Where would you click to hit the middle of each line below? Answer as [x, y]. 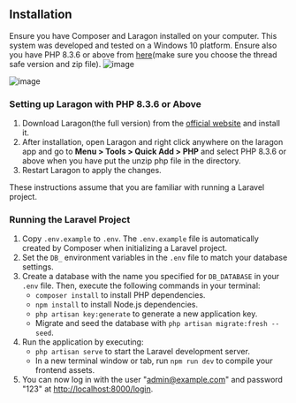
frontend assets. [65, 370]
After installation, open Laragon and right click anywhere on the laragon [152, 142]
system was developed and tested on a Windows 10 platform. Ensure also [143, 45]
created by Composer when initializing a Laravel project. [125, 248]
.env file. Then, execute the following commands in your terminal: [141, 285]
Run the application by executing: [83, 342]
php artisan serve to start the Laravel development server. [142, 352]
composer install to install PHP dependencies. [120, 295]
